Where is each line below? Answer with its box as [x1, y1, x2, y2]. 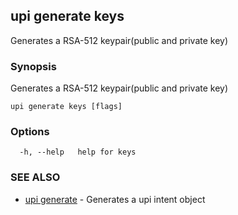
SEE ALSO [10, 170, 61, 184]
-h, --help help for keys [19, 147, 137, 158]
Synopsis [10, 59, 57, 73]
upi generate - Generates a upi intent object [24, 193, 206, 205]
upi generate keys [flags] [10, 102, 123, 112]
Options [10, 125, 50, 139]
